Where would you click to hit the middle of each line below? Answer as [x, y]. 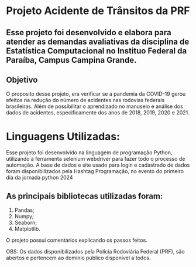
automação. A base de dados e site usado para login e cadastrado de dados [98, 165]
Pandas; [24, 210]
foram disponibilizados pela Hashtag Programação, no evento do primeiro [95, 171]
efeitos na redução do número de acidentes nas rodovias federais [85, 100]
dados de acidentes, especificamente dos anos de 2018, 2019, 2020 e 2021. [98, 113]
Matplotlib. [27, 229]
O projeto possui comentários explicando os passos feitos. [77, 240]
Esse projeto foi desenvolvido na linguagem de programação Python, [89, 153]
